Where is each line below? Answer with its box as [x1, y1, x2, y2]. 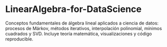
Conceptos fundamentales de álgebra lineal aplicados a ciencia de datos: [5, 20, 159, 26]
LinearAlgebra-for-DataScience [5, 3, 142, 15]
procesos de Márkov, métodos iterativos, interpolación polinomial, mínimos [5, 25, 162, 31]
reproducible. [5, 36, 34, 42]
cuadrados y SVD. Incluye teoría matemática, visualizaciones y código [5, 30, 152, 36]
